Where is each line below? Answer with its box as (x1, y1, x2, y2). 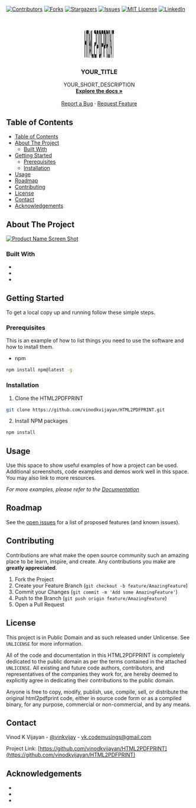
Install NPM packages (14, 418, 68, 425)
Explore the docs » (76, 88, 123, 95)
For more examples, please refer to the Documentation (6, 486, 140, 493)
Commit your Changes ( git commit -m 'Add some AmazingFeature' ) (14, 588, 178, 595)
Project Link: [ (6, 745, 40, 752)
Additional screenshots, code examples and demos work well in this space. (6, 468, 189, 475)
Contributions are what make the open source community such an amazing (6, 552, 189, 559)
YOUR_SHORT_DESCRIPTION (63, 81, 135, 88)
